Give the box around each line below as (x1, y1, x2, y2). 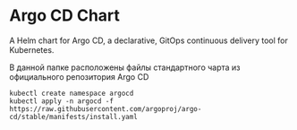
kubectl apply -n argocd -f (9, 96, 115, 106)
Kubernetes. (9, 44, 55, 55)
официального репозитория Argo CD (9, 71, 149, 82)
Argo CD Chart (9, 5, 121, 26)
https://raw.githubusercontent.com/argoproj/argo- (9, 104, 202, 113)
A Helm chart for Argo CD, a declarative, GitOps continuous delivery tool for (9, 35, 288, 46)
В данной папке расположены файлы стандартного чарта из (9, 62, 241, 73)
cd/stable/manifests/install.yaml (9, 112, 139, 121)
